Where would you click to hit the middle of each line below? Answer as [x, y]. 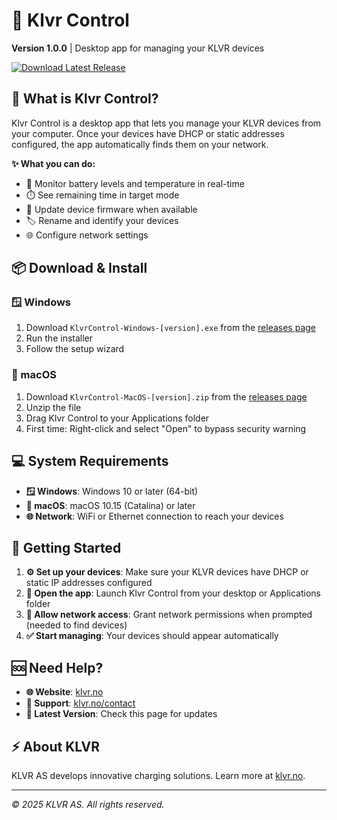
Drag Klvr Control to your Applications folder [117, 418]
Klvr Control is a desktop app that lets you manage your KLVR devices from [166, 123]
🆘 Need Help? [57, 667]
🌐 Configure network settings [87, 235]
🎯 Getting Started [66, 547]
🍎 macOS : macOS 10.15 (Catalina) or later [110, 505]
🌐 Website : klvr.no [64, 692]
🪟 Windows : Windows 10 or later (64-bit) [112, 491]
